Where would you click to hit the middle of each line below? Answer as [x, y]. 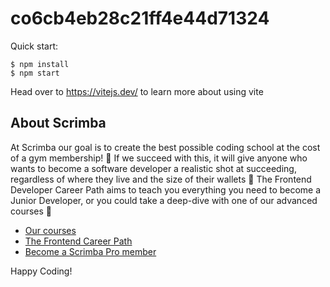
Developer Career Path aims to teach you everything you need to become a [166, 189]
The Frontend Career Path [78, 241]
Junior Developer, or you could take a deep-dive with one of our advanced [164, 200]
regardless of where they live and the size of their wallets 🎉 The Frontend [161, 179]
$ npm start [35, 73]
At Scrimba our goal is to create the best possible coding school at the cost [165, 147]
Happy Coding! [41, 271]
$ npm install [40, 64]
